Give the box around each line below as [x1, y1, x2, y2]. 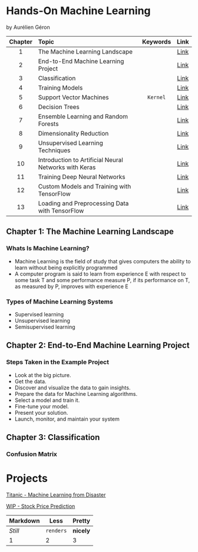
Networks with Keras [38, 163, 96, 171]
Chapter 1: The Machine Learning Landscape [6, 227, 174, 237]
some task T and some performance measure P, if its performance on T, [14, 276, 190, 283]
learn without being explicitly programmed [14, 264, 118, 271]
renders [45, 527, 67, 534]
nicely [72, 526, 90, 534]
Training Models [38, 84, 83, 92]
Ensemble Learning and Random [38, 112, 128, 120]
